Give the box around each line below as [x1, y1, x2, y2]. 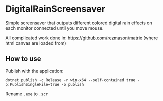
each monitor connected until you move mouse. [5, 25, 104, 31]
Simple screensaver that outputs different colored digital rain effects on [5, 20, 152, 26]
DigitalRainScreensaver [5, 3, 105, 15]
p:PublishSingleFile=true [5, 82, 59, 87]
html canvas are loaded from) [5, 40, 66, 46]
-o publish [61, 82, 84, 87]
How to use [5, 55, 41, 63]
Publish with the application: [5, 68, 64, 74]
